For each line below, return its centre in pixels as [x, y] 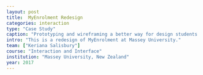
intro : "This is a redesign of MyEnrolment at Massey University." [94, 40]
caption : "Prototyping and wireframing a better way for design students [102, 34]
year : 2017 [20, 62]
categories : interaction [38, 23]
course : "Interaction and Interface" [54, 51]
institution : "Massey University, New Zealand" [68, 57]
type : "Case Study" [31, 29]
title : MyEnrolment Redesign [45, 18]
